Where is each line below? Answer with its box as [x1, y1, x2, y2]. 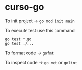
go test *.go [5, 36, 32, 42]
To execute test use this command [5, 27, 75, 33]
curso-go [5, 1, 44, 13]
